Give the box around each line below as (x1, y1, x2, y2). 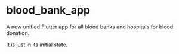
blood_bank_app (6, 4, 91, 17)
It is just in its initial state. (6, 41, 68, 48)
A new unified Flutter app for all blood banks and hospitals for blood (6, 23, 174, 30)
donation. (6, 29, 30, 36)
